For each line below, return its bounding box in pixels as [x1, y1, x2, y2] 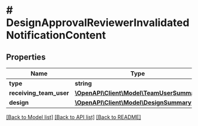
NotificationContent [6, 29, 106, 42]
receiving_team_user [9, 89, 70, 97]
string [74, 79, 93, 87]
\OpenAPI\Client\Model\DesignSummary [74, 98, 192, 107]
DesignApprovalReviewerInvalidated [6, 16, 190, 29]
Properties [6, 52, 46, 62]
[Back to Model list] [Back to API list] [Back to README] [6, 114, 141, 121]
